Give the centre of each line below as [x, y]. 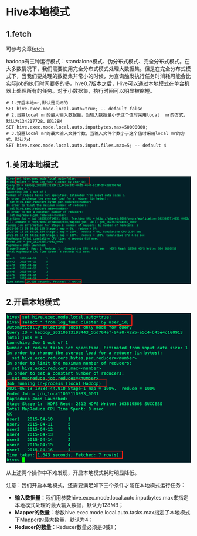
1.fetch [19, 34]
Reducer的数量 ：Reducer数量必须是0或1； [66, 527]
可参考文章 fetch [25, 49]
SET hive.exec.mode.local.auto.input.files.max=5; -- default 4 [86, 146]
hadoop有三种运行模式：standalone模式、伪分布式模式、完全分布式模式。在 [98, 61]
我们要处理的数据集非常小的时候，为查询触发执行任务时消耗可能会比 [108, 76]
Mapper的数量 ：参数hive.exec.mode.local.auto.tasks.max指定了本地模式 [102, 513]
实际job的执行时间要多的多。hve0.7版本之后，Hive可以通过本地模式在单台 [95, 83]
